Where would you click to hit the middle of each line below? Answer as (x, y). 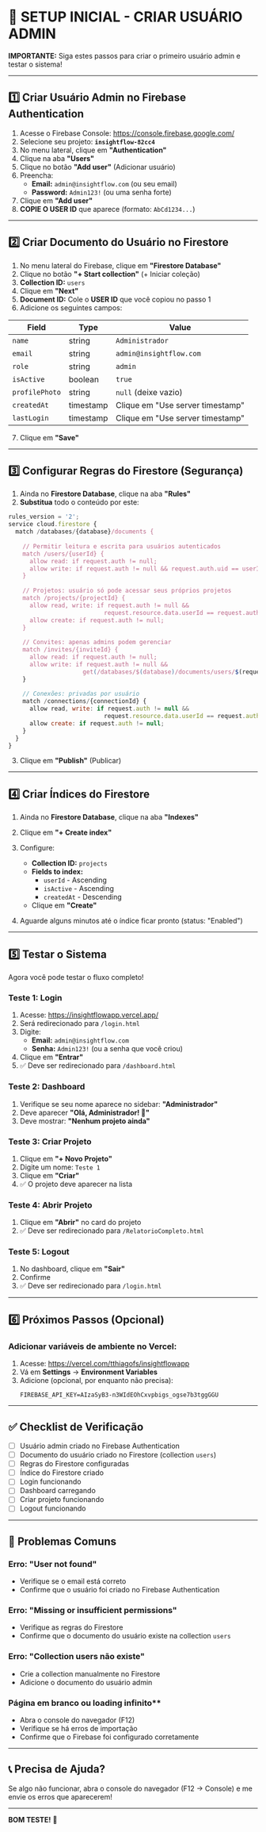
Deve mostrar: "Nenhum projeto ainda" (85, 1121)
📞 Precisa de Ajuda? (57, 1769)
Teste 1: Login (35, 997)
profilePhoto (37, 392)
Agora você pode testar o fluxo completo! (76, 977)
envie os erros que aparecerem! (60, 1796)
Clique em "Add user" (56, 200)
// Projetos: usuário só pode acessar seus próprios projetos (127, 591)
